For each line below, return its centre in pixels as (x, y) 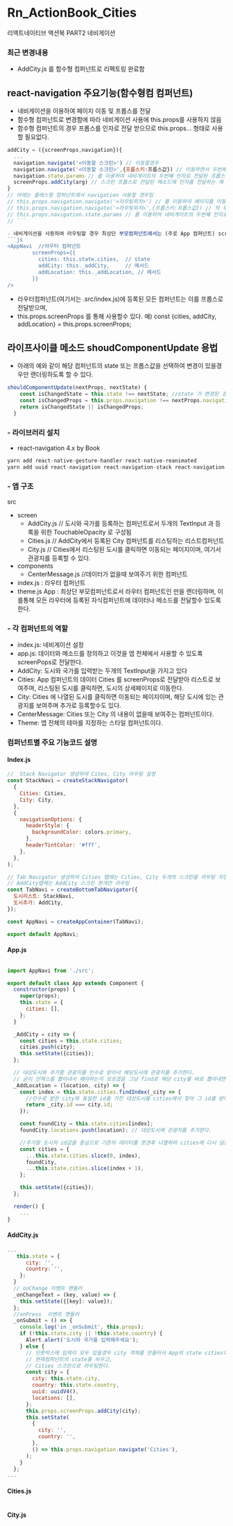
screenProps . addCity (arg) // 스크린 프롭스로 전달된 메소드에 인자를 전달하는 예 (119, 182)
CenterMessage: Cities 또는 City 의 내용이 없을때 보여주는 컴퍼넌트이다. (115, 714)
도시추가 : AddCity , (38, 903)
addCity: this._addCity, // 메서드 (93, 266)
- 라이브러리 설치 (34, 433)
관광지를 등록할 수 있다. (59, 558)
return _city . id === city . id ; (69, 1105)
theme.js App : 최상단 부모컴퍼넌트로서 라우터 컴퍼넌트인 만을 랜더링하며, (116, 591)
